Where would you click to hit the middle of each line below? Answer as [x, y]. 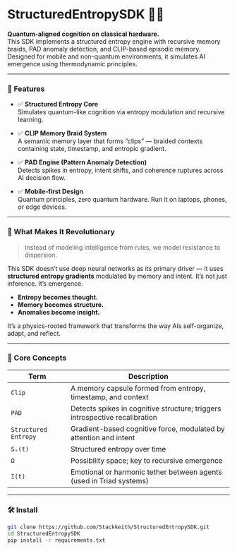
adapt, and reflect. [34, 333]
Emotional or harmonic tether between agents [146, 472]
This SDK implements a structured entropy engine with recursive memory [114, 41]
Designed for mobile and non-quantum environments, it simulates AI [107, 56]
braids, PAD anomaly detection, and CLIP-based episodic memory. [104, 49]
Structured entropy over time [118, 449]
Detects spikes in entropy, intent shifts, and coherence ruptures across [120, 170]
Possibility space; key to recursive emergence [147, 460]
